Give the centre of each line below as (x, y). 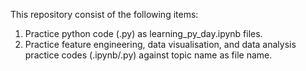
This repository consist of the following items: (104, 14)
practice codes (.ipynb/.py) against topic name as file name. (148, 55)
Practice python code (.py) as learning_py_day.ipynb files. (143, 33)
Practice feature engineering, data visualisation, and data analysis (160, 44)
